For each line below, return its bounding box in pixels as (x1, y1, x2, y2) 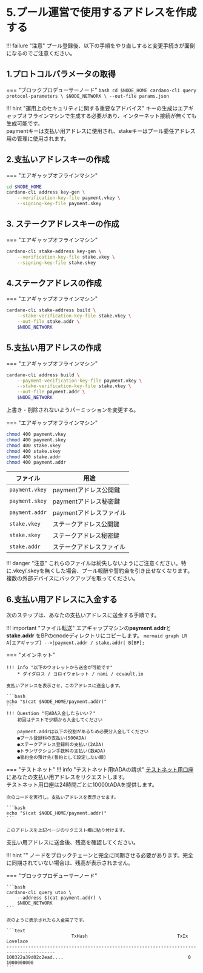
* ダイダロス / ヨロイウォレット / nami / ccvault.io (17, 671, 144, 677)
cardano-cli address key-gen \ (6, 189, 85, 195)
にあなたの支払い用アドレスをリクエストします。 (6, 773, 128, 781)
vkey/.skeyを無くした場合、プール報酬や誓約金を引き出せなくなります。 (13, 567, 193, 574)
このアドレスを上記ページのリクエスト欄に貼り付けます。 (6, 827, 128, 833)
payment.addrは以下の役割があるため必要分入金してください (17, 729, 149, 735)
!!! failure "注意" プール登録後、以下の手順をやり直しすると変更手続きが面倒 (6, 42, 195, 49)
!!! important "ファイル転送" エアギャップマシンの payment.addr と (6, 625, 171, 632)
